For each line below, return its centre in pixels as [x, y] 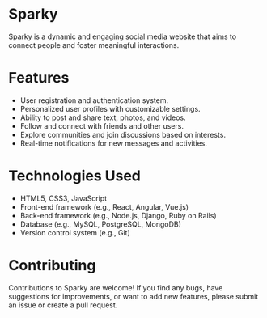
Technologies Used [75, 176]
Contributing [52, 265]
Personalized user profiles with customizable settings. [110, 108]
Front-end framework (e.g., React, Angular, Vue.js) [104, 206]
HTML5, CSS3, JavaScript [64, 198]
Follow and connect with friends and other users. [102, 125]
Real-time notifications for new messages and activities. [114, 143]
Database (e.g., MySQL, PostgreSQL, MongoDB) [101, 224]
